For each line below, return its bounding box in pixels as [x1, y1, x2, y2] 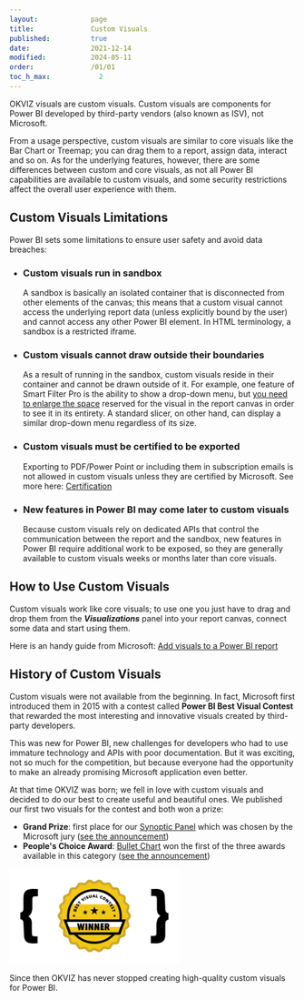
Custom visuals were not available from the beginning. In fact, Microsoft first [9, 691, 296, 702]
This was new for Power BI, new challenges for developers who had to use [9, 737, 289, 748]
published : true [9, 34, 107, 43]
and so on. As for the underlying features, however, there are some [9, 155, 260, 166]
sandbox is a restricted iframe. [22, 326, 137, 337]
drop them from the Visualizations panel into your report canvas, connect [9, 612, 288, 623]
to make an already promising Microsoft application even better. [9, 766, 248, 777]
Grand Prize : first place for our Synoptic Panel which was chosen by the [22, 821, 293, 832]
